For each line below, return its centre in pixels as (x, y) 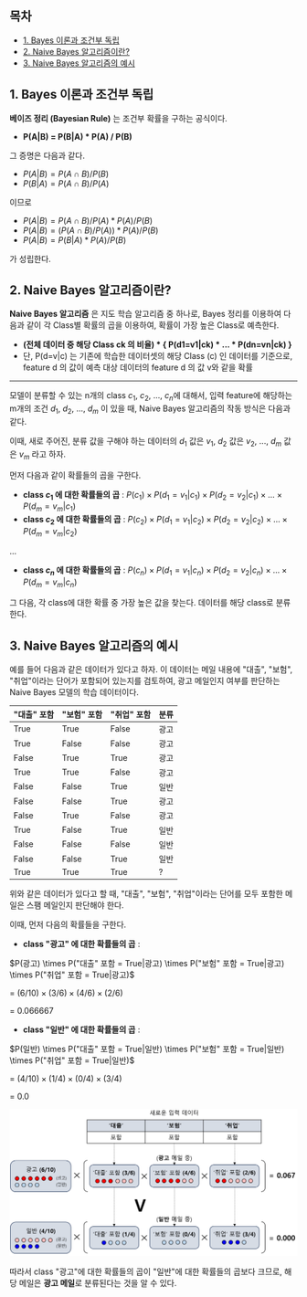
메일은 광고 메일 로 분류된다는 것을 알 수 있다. (98, 1283)
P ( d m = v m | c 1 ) (49, 507)
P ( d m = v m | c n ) (50, 583)
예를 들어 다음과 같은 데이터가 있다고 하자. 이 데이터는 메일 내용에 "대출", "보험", (151, 670)
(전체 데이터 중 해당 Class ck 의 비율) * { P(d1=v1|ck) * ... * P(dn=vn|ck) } (157, 344)
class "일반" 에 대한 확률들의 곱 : (81, 1029)
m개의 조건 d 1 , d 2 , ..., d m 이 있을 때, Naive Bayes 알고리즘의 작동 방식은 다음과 (150, 410)
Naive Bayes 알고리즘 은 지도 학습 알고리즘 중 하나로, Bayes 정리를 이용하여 (145, 314)
